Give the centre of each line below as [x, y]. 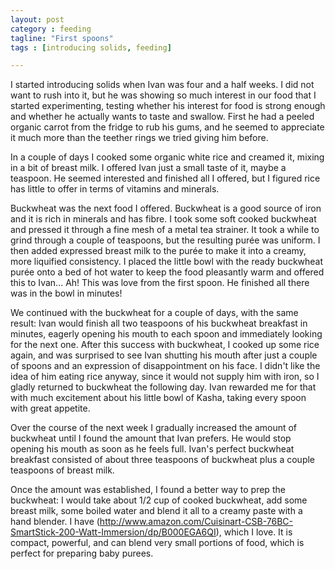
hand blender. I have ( [55, 522]
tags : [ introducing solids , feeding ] [91, 47]
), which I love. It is [254, 532]
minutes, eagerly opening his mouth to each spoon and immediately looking [166, 334]
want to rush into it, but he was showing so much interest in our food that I [163, 95]
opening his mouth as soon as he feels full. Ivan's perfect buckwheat [152, 449]
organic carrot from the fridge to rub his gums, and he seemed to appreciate [167, 127]
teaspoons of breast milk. [62, 470]
